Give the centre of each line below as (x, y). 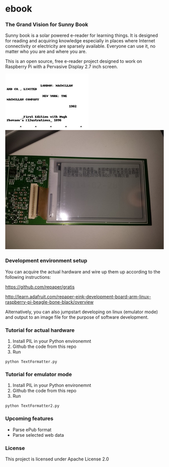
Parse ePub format (32, 430)
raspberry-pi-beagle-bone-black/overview (50, 302)
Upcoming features (29, 419)
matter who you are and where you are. (46, 51)
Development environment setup (46, 261)
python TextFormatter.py (31, 362)
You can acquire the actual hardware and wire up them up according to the (83, 272)
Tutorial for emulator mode (38, 374)
